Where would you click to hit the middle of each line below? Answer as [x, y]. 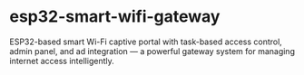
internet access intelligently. [62, 61]
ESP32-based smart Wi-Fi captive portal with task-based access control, [146, 42]
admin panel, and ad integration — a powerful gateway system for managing [152, 51]
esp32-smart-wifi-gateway [115, 17]
